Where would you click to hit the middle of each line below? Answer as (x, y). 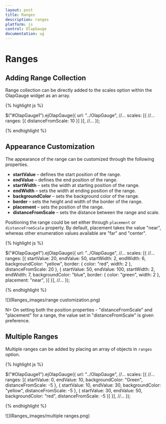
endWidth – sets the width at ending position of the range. (74, 191)
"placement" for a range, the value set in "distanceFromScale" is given (80, 315)
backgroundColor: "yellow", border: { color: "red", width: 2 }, (69, 264)
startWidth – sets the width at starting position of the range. (76, 185)
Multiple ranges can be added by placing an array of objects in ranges (79, 349)
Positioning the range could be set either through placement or (71, 222)
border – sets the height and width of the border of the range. (78, 201)
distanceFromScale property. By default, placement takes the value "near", (83, 227)
